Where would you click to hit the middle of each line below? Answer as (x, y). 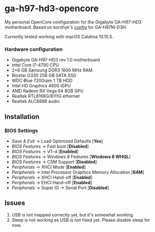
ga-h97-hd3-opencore (52, 9)
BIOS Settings (21, 131)
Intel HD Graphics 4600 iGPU (41, 86)
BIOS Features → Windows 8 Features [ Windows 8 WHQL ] (71, 156)
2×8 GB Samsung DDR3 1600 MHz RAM (52, 70)
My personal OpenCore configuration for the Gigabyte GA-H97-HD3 (73, 22)
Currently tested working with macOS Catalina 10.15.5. (59, 37)
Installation (22, 117)
